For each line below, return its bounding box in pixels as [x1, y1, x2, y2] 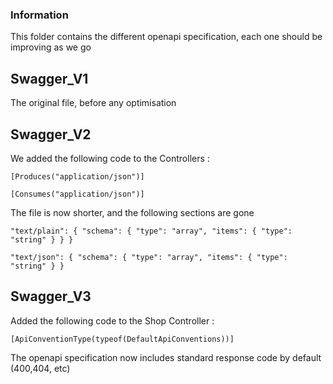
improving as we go [10, 41, 92, 53]
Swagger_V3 [10, 288, 92, 305]
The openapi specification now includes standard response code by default [10, 351, 322, 363]
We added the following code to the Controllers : [10, 152, 210, 164]
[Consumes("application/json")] [10, 189, 145, 199]
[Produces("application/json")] [10, 171, 145, 182]
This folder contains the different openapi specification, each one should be [10, 31, 323, 43]
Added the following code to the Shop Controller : [10, 314, 215, 327]
